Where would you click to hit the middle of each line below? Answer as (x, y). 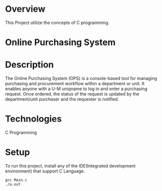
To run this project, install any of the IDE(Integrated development (70, 166)
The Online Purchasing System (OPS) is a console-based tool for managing (81, 78)
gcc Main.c (16, 180)
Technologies (34, 119)
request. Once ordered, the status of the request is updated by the (72, 94)
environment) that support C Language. (45, 171)
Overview (25, 9)
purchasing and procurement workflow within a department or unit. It (75, 84)
